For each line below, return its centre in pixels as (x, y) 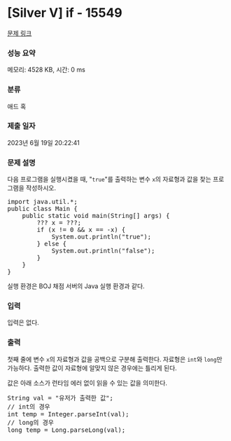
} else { (51, 244)
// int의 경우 (29, 407)
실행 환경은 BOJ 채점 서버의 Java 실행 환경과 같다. (76, 286)
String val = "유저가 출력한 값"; (60, 398)
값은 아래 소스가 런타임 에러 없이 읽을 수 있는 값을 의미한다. (87, 383)
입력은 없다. (23, 323)
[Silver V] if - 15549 (65, 13)
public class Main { (43, 209)
